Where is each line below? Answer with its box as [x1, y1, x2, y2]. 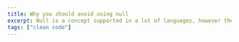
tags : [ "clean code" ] [7, 23, 72, 31]
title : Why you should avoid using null [7, 10, 129, 18]
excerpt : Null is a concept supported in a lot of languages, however [7, 17, 221, 24]
